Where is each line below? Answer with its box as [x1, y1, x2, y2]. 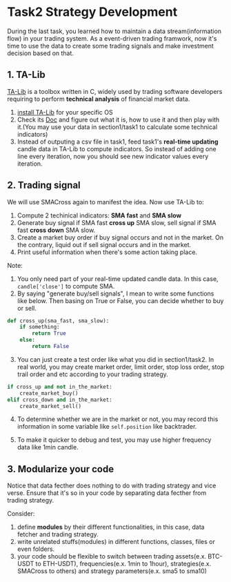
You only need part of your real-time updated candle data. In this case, [17, 274, 219, 283]
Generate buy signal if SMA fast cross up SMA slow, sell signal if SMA [17, 218, 217, 226]
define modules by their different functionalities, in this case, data [17, 523, 205, 532]
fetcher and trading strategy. [17, 530, 99, 539]
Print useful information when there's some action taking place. [17, 248, 198, 256]
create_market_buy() [19, 389, 79, 397]
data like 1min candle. [17, 443, 79, 452]
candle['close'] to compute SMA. [17, 282, 115, 290]
